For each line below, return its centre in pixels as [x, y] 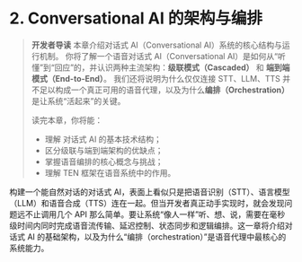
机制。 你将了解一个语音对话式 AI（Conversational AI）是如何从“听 [162, 56]
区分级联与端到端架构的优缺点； [104, 150]
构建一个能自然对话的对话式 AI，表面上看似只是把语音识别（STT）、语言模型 [150, 192]
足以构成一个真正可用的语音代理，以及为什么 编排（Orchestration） [164, 90]
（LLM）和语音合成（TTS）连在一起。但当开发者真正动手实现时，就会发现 [147, 203]
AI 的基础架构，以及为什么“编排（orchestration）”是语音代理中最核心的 [156, 236]
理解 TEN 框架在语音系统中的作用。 [110, 172]
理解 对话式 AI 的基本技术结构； [103, 139]
